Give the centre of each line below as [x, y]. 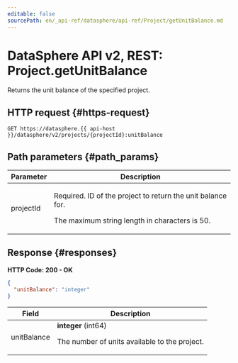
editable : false [31, 14]
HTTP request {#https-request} [79, 112]
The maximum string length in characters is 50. [132, 220]
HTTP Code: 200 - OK [40, 269]
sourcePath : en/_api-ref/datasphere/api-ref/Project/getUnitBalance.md [115, 21]
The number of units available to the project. [130, 341]
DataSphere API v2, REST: [85, 56]
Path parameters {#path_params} [83, 157]
